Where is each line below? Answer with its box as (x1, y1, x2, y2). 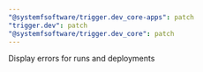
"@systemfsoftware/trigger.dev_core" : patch (8, 29, 175, 38)
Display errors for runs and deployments (8, 54, 155, 64)
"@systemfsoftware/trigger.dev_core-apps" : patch (8, 12, 195, 22)
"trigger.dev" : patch (8, 21, 88, 30)
